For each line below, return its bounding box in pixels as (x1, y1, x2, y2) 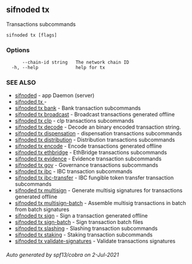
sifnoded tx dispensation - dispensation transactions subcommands (14, 130, 182, 137)
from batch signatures (14, 206, 70, 213)
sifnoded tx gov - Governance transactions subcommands (14, 161, 159, 169)
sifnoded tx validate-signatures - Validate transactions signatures (14, 238, 176, 245)
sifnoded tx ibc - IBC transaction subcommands (14, 168, 133, 175)
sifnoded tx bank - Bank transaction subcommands (14, 104, 141, 112)
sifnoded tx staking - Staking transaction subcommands (14, 231, 153, 238)
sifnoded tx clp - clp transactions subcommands (14, 117, 134, 125)
